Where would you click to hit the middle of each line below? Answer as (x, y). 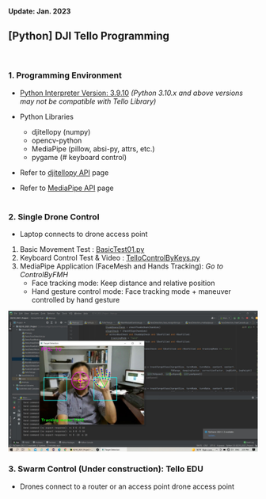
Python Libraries (46, 116)
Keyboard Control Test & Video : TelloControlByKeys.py (110, 258)
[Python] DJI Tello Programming (89, 36)
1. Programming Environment (65, 75)
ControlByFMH (44, 274)
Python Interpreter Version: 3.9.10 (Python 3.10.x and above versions (131, 93)
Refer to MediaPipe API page (66, 188)
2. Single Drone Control (54, 216)
